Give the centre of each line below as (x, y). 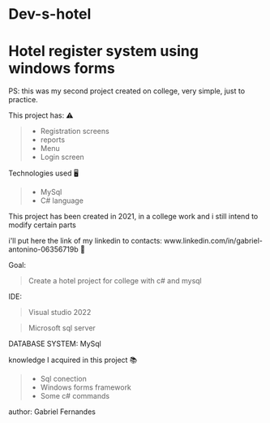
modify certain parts (43, 225)
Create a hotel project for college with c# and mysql (115, 281)
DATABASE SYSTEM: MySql (55, 344)
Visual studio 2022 (60, 313)
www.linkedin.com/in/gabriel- (213, 241)
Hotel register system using (103, 52)
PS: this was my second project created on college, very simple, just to (127, 91)
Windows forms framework (86, 387)
